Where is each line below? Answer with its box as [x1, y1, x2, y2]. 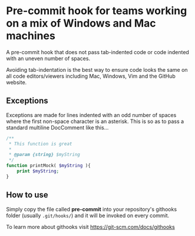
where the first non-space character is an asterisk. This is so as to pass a [6, 118, 184, 125]
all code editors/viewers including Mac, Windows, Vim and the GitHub [6, 72, 176, 79]
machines [6, 29, 56, 42]
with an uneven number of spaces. [6, 55, 90, 62]
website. [6, 78, 27, 86]
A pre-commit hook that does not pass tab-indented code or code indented [6, 48, 190, 55]
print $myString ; [16, 168, 60, 174]
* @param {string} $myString [8, 152, 81, 158]
